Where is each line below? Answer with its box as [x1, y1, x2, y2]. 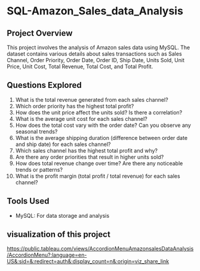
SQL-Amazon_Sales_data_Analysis [7, 4, 184, 18]
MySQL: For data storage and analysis [15, 212, 110, 219]
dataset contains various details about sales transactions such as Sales [7, 50, 182, 57]
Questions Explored [7, 80, 82, 90]
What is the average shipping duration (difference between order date [15, 134, 187, 141]
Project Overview [7, 28, 73, 38]
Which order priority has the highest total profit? [15, 102, 134, 109]
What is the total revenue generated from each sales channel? [15, 96, 169, 103]
